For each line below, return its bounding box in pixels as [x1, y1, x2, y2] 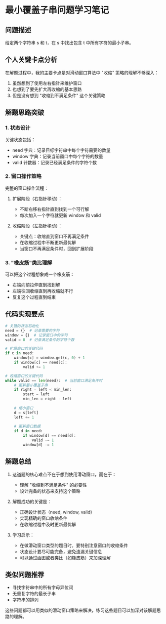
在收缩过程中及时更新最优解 [19, 521, 77, 527]
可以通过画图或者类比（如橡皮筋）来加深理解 [19, 554, 111, 561]
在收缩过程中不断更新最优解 [19, 239, 77, 245]
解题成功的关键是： [12, 499, 52, 504]
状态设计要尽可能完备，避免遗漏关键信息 [19, 548, 102, 554]
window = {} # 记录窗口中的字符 [5, 333, 68, 337]
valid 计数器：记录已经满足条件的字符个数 [12, 159, 97, 166]
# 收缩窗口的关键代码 [5, 374, 43, 378]
